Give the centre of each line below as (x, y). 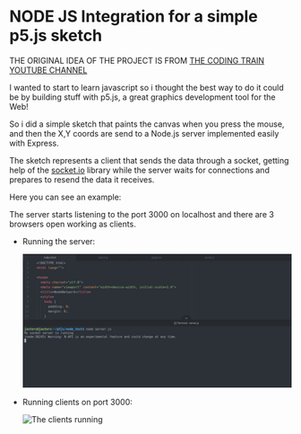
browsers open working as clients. (73, 224)
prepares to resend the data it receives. (82, 179)
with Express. (34, 143)
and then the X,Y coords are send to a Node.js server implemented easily (144, 133)
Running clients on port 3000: (77, 403)
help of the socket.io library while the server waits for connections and (140, 170)
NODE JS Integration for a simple (133, 17)
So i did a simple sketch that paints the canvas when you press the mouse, (147, 124)
